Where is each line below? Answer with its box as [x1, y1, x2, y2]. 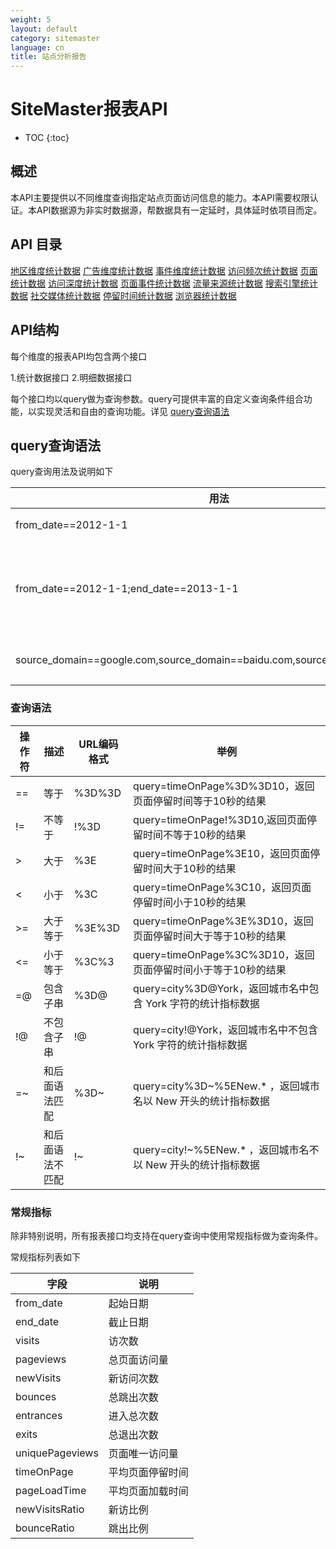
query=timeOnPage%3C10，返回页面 [132, 880, 312, 894]
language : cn [10, 42, 65, 53]
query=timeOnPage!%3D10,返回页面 [132, 812, 307, 826]
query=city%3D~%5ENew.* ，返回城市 [132, 1079, 320, 1093]
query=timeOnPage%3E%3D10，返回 [132, 914, 314, 928]
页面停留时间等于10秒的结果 [132, 794, 267, 808]
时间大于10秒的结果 [142, 861, 237, 875]
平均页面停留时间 [108, 1465, 189, 1479]
